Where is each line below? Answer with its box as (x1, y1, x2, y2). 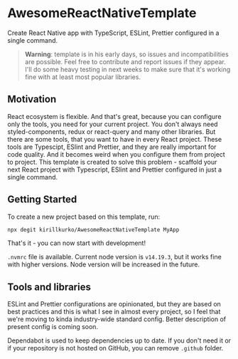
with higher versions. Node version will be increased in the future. (7, 260, 200, 269)
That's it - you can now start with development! (7, 239, 146, 247)
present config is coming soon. (7, 323, 98, 331)
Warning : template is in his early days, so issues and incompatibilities (24, 50, 229, 58)
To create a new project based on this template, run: (7, 212, 161, 221)
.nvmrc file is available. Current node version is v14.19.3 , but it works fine (7, 253, 222, 261)
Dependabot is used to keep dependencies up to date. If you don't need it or (7, 336, 232, 345)
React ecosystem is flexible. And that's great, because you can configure (7, 112, 222, 120)
